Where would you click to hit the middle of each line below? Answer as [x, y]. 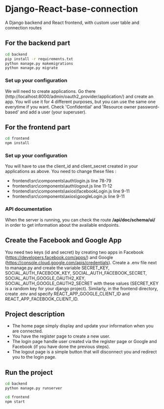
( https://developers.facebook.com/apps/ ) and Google [59, 257]
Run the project [29, 372]
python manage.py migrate [31, 68]
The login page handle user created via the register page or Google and [84, 342]
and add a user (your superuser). [53, 112]
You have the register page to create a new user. [61, 336]
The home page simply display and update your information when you [83, 326]
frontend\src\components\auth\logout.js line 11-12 [62, 186]
